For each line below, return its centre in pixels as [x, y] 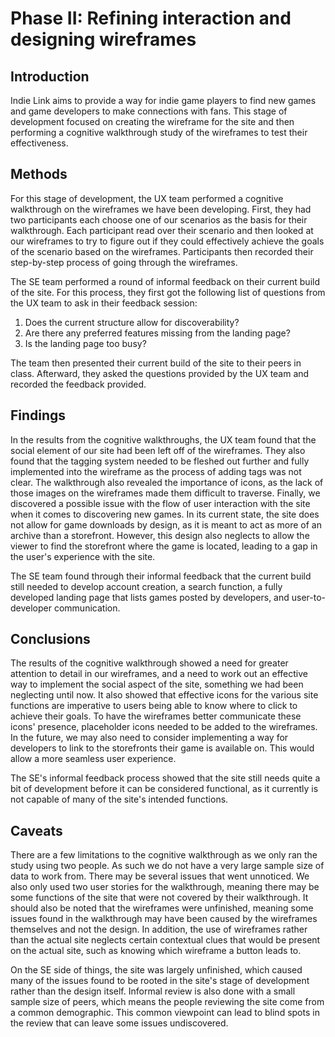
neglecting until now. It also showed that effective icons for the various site [164, 695]
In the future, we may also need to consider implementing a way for [149, 738]
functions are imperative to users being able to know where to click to [154, 706]
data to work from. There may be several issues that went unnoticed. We [160, 876]
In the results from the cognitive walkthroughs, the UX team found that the [163, 439]
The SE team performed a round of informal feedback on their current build [165, 281]
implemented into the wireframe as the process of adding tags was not [156, 471]
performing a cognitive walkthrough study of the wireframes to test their [159, 132]
